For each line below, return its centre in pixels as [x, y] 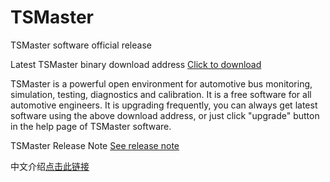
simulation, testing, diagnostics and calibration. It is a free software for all [161, 94]
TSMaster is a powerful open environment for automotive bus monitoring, [161, 83]
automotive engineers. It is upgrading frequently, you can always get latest [164, 105]
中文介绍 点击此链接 [50, 166]
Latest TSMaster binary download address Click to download [136, 64]
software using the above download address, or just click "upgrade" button [165, 115]
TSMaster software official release [81, 45]
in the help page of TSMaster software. [91, 126]
